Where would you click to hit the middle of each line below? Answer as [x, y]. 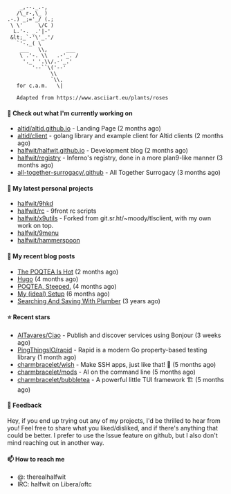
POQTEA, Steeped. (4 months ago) [67, 286]
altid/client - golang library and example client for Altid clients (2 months [120, 136]
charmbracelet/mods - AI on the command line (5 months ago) [106, 372]
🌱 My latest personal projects [50, 188]
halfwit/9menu [38, 233]
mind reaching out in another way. [56, 443]
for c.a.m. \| [40, 86]
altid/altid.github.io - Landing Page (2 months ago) [89, 129]
